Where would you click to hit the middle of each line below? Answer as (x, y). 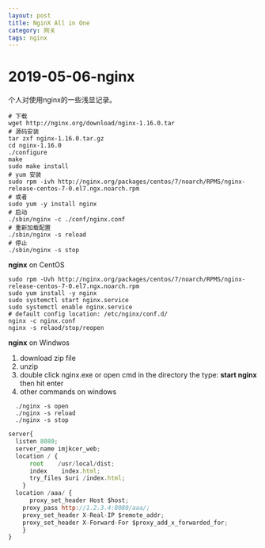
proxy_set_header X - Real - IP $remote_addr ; (93, 515)
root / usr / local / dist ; (72, 464)
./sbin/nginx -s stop (44, 251)
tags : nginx (28, 38)
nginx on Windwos (39, 343)
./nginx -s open (42, 406)
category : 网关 (32, 30)
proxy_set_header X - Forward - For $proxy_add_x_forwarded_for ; (125, 523)
